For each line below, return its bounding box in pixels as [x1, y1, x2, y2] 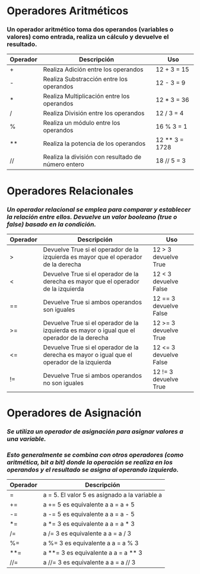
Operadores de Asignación [7, 406, 142, 420]
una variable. [7, 435, 46, 443]
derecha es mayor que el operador [43, 277, 139, 285]
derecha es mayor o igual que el [43, 350, 132, 359]
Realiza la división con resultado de [43, 153, 142, 161]
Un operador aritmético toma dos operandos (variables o [7, 25, 174, 34]
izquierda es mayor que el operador [43, 253, 142, 261]
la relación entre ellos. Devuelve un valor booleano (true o [7, 212, 177, 221]
